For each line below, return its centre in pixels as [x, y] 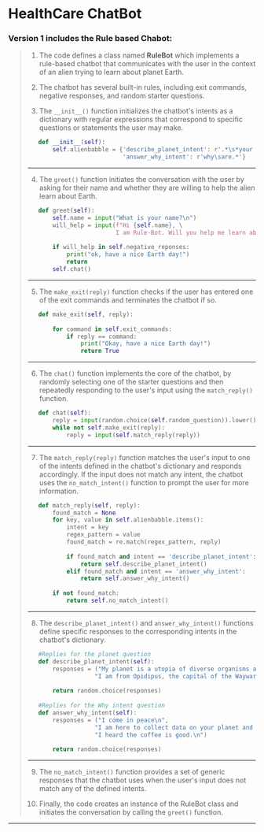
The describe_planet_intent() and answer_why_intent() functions [146, 622]
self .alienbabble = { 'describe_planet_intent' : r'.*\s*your [153, 150]
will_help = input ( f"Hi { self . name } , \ [117, 225]
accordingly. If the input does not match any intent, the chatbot [141, 474]
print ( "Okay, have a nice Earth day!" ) [146, 344]
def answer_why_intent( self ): [88, 713]
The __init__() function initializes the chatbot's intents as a [136, 111]
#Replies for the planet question [95, 654]
